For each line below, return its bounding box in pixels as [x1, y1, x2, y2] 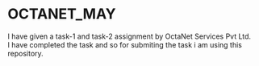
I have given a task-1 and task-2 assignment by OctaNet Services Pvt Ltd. [7, 31, 252, 41]
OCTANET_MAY [7, 5, 116, 23]
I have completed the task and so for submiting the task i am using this [7, 39, 243, 49]
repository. [7, 48, 44, 58]
